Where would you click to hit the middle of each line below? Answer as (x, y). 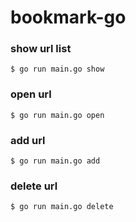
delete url (34, 186)
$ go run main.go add (55, 161)
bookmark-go (68, 17)
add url (28, 140)
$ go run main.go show (57, 69)
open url (31, 94)
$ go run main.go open (57, 115)
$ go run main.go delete (62, 207)
